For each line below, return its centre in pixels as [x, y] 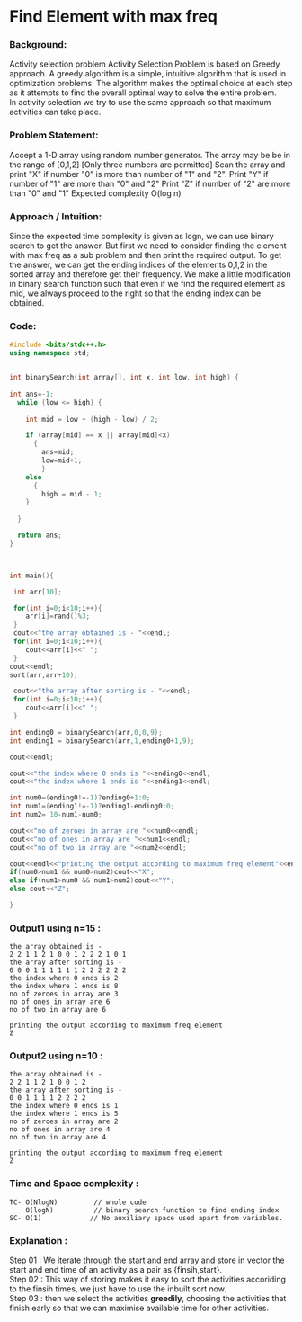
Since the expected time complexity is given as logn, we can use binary [142, 237]
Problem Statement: [54, 135]
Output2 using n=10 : [56, 1056]
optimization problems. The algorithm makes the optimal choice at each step [151, 84]
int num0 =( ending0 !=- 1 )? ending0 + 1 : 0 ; [80, 798]
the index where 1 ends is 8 [64, 987]
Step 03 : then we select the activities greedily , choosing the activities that [148, 1299]
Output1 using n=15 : [55, 928]
